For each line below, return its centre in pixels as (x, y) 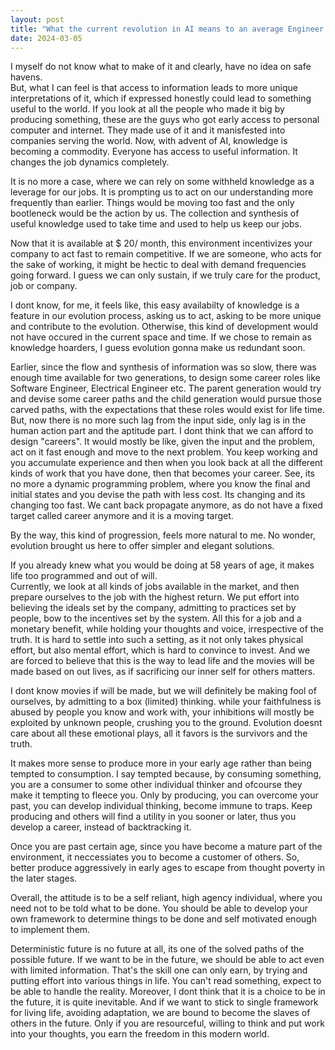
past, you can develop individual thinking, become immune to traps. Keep (161, 806)
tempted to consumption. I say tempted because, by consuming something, (166, 774)
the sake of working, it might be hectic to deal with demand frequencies (158, 265)
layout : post (37, 19)
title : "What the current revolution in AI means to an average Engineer (167, 29)
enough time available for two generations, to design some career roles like (165, 378)
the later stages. (44, 878)
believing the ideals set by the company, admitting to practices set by (153, 608)
